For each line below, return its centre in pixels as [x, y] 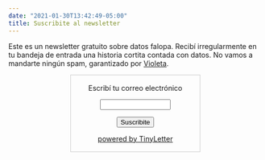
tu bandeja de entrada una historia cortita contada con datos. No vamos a [131, 55]
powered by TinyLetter [135, 138]
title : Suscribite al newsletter [64, 23]
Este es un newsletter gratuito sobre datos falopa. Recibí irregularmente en [132, 46]
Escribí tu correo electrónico [135, 88]
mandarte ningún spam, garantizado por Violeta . [89, 63]
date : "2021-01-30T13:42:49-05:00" [68, 16]
